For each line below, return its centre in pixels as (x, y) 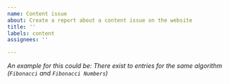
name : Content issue (37, 14)
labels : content (31, 33)
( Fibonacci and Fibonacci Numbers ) (58, 73)
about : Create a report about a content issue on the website (100, 20)
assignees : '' (28, 40)
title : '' (22, 27)
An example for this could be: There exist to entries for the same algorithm (115, 66)
